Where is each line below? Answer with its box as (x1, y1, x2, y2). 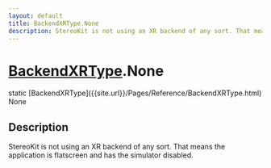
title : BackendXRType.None (8, 19, 99, 27)
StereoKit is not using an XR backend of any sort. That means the (8, 142, 226, 152)
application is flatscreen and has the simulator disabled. (8, 150, 194, 160)
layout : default (8, 11, 63, 20)
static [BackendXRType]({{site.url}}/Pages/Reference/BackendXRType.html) (8, 88, 262, 98)
